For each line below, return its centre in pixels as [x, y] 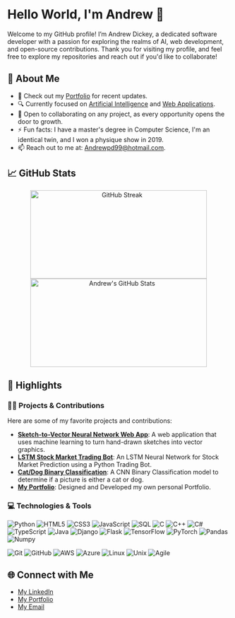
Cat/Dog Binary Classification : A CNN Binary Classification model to [118, 472]
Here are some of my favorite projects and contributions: [90, 421]
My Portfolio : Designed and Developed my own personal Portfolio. [114, 487]
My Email [31, 607]
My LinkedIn [36, 592]
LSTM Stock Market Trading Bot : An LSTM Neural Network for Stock [118, 457]
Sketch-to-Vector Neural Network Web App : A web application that [117, 435]
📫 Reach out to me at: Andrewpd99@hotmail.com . [91, 147]
